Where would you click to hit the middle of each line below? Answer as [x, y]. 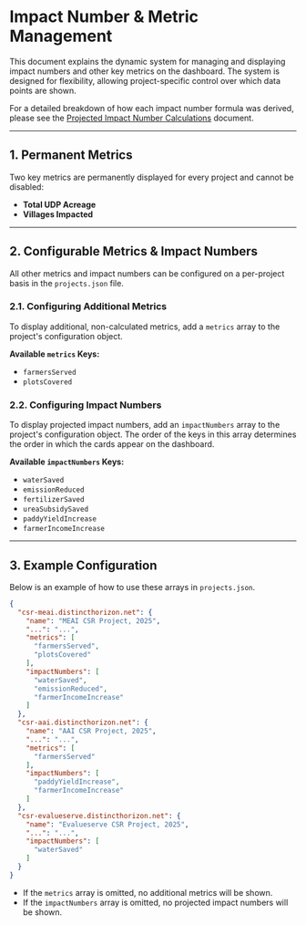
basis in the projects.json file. [67, 283]
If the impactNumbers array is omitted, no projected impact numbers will [155, 902]
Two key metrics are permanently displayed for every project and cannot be [152, 177]
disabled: [26, 187]
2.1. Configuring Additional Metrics [88, 307]
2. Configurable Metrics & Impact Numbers [133, 251]
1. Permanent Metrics [71, 156]
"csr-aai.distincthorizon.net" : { [83, 722]
